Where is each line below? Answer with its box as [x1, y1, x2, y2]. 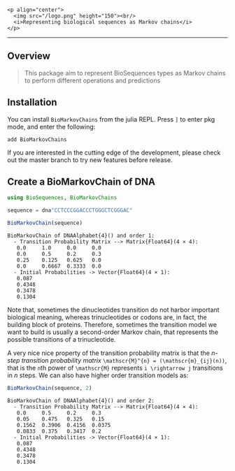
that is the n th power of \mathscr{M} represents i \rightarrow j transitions [7, 364, 224, 372]
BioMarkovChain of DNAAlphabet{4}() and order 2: [7, 397, 155, 404]
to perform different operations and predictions [24, 76, 161, 85]
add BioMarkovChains [7, 136, 68, 143]
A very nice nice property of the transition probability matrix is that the [7, 349, 210, 357]
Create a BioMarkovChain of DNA [7, 176, 156, 188]
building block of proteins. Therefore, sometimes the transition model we [7, 321, 217, 329]
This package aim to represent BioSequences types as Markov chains [24, 68, 226, 77]
